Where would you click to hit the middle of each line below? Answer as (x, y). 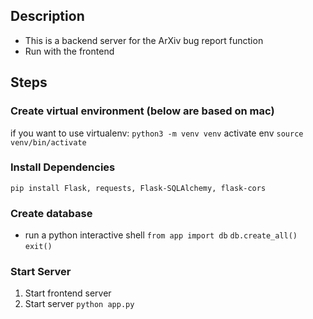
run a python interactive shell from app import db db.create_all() (161, 235)
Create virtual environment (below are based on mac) (142, 111)
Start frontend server (68, 293)
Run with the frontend (69, 51)
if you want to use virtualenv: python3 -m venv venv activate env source (157, 133)
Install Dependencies (63, 167)
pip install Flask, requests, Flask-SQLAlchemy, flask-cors (138, 188)
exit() (38, 247)
